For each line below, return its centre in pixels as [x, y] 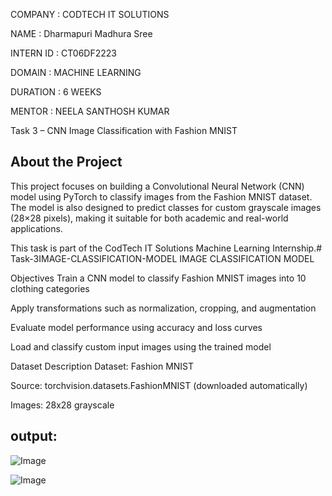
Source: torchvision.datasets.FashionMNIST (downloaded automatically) [159, 385]
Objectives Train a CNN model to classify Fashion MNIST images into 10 [158, 278]
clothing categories [50, 288]
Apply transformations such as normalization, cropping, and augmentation [163, 308]
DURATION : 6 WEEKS [56, 92]
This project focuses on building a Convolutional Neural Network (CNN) [157, 186]
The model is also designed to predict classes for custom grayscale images [166, 207]
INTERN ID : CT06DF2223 [63, 53]
